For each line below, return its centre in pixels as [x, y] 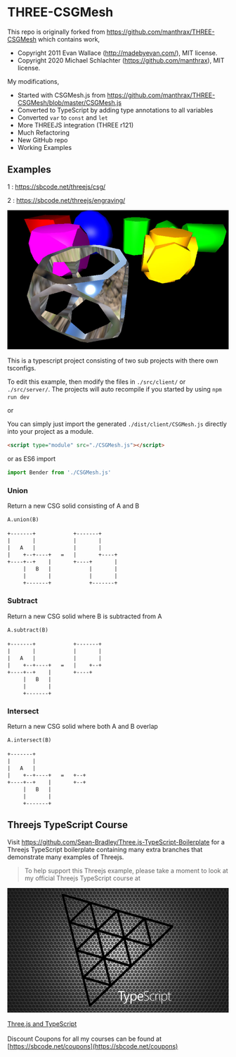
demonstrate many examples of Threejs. [66, 857]
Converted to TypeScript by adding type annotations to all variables [115, 110]
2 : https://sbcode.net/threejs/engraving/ [66, 200]
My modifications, [33, 81]
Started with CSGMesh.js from [61, 95]
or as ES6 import [32, 459]
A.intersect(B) [29, 740]
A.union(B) [23, 520]
